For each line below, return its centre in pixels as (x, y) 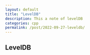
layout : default (22, 9)
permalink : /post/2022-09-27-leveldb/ (45, 28)
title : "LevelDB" (23, 14)
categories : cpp (22, 23)
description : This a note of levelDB (44, 18)
